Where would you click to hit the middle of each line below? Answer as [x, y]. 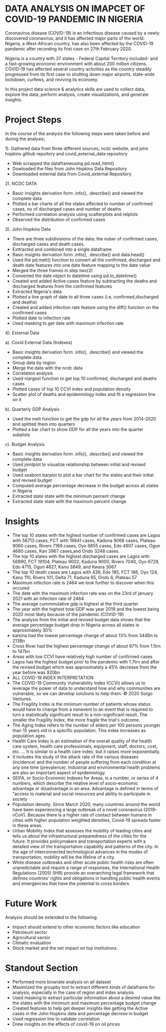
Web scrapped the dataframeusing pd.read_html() [63, 163]
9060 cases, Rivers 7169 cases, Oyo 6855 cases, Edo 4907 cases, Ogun [86, 546]
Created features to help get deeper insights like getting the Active [80, 1008]
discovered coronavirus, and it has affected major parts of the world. [75, 38]
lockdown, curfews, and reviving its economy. [52, 79]
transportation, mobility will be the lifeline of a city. [63, 857]
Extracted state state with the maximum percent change [69, 501]
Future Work [31, 903]
